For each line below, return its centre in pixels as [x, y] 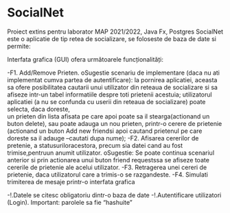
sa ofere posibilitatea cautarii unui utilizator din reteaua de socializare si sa [113, 87]
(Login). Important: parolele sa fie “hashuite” [70, 202]
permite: [19, 46]
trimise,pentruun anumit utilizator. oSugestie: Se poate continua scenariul [111, 153]
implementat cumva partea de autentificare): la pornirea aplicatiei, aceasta [112, 79]
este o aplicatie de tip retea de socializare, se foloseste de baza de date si [112, 38]
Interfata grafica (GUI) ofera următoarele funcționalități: [85, 59]
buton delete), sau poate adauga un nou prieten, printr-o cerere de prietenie [115, 123]
